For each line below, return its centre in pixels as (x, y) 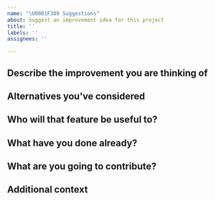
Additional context (47, 190)
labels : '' (23, 33)
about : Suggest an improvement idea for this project (86, 20)
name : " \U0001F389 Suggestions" (53, 13)
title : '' (21, 26)
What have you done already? (72, 143)
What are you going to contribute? (82, 167)
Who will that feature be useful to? (82, 120)
